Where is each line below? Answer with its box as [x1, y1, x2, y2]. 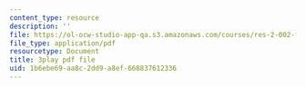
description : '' [9, 22, 71, 31]
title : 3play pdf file [9, 55, 96, 64]
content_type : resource [9, 13, 100, 23]
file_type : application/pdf [9, 38, 117, 48]
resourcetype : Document [9, 47, 100, 56]
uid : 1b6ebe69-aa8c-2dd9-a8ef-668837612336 [9, 64, 178, 73]
